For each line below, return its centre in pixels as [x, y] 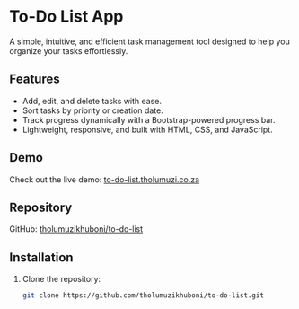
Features [35, 79]
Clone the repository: [62, 279]
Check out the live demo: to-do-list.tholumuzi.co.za [105, 179]
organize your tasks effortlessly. [69, 50]
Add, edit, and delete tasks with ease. [92, 101]
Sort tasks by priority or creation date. [92, 110]
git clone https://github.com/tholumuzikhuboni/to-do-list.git [143, 296]
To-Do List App [66, 17]
